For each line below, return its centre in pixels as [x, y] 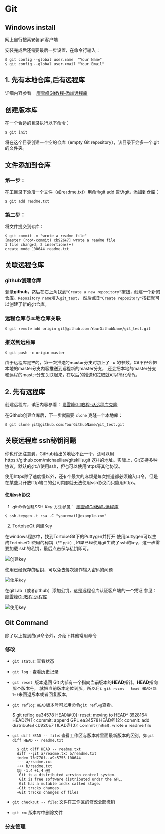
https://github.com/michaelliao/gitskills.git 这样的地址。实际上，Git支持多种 [81, 460]
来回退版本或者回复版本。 [44, 694]
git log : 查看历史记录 [35, 671]
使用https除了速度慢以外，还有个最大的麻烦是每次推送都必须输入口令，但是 [82, 476]
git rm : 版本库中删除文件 [37, 812]
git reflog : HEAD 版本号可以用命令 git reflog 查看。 [64, 705]
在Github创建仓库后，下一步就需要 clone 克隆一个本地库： [64, 415]
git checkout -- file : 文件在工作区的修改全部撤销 [64, 802]
